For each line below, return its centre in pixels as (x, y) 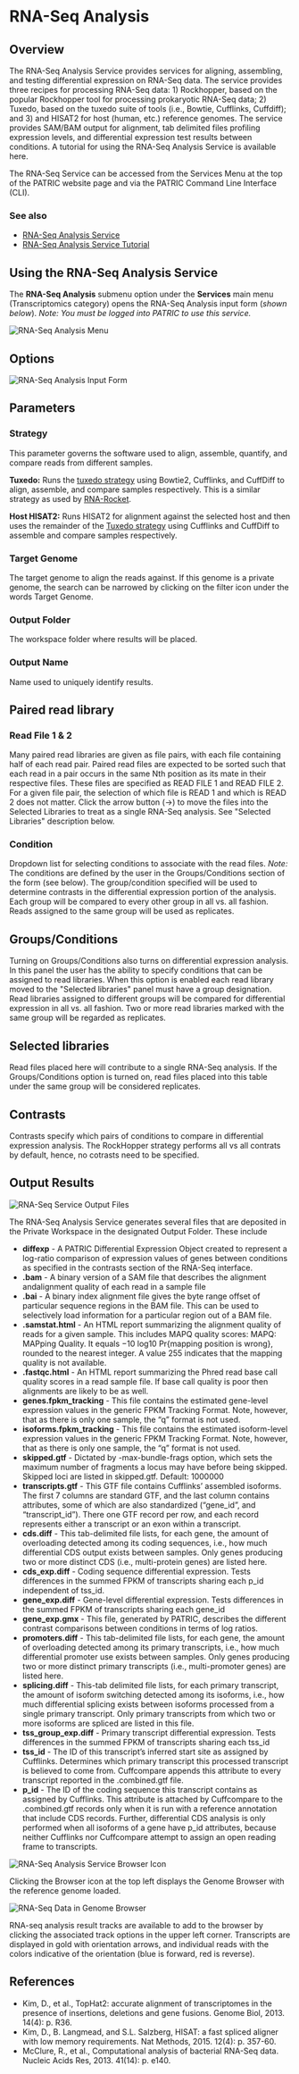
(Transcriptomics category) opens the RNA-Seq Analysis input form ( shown (148, 304)
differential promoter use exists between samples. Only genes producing (156, 1656)
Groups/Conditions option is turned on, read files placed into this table (138, 1077)
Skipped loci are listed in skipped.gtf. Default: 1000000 (123, 1476)
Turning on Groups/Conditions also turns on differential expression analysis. (149, 961)
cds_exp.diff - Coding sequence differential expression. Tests (137, 1571)
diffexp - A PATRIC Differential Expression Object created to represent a (154, 1249)
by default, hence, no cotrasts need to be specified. (104, 1155)
